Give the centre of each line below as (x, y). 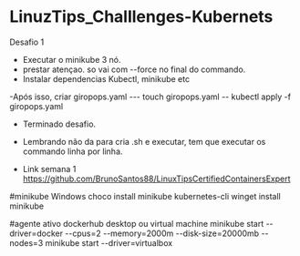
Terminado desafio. (59, 124)
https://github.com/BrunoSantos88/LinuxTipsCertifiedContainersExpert (156, 179)
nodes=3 (26, 242)
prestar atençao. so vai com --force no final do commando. (134, 69)
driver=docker (36, 233)
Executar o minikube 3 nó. (72, 59)
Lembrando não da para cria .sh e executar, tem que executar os (144, 141)
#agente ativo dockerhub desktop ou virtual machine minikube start (137, 223)
